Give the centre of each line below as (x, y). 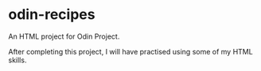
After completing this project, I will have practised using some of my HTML (130, 51)
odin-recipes (52, 15)
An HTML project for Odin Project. (64, 36)
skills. (18, 60)
